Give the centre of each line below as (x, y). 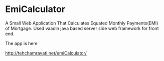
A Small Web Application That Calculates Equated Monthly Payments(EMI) (82, 23)
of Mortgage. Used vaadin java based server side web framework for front (82, 28)
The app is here (21, 43)
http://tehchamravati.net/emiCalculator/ (46, 53)
